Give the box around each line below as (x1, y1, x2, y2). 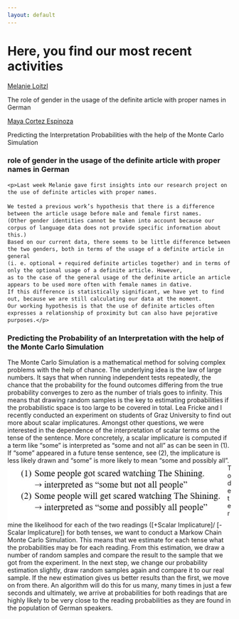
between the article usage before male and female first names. (7, 210, 202, 217)
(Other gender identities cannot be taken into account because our (7, 217, 215, 224)
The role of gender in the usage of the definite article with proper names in (7, 95, 226, 104)
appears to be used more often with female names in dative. (7, 281, 193, 288)
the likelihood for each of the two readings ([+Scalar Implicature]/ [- (23, 521, 223, 529)
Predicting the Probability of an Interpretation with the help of (7, 333, 225, 343)
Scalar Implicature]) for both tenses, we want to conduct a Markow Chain (7, 528, 222, 537)
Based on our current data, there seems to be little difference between (7, 238, 231, 245)
